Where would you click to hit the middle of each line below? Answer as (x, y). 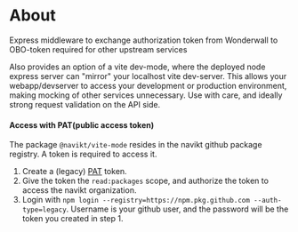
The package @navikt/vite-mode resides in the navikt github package (136, 145)
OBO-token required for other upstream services (98, 49)
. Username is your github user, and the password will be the (177, 209)
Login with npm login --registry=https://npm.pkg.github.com (136, 200)
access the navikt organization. (79, 190)
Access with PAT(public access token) (81, 124)
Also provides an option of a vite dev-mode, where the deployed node (137, 67)
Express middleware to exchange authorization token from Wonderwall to (144, 40)
